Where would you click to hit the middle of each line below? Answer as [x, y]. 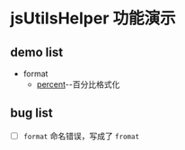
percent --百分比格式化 [78, 84]
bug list [31, 113]
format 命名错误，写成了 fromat [81, 136]
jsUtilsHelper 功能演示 [93, 18]
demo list [37, 52]
